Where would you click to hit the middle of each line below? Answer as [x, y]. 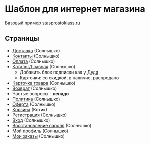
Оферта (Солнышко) [34, 104]
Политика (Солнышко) [36, 99]
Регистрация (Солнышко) [39, 115]
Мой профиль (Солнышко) [40, 131]
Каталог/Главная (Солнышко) [44, 66]
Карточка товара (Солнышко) [44, 83]
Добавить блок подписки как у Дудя [59, 72]
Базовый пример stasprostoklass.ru [43, 23]
